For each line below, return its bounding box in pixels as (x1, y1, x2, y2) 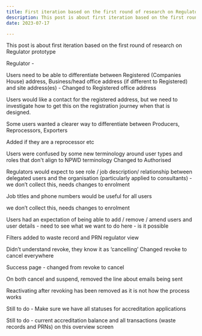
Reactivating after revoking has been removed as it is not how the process (6, 287, 190, 294)
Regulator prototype (6, 48, 56, 55)
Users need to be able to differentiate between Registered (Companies (6, 72, 182, 79)
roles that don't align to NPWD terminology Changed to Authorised (6, 157, 171, 164)
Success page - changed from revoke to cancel (6, 264, 124, 271)
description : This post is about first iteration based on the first (6, 14, 185, 20)
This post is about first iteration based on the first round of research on (6, 42, 182, 49)
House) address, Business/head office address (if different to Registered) (6, 78, 188, 85)
